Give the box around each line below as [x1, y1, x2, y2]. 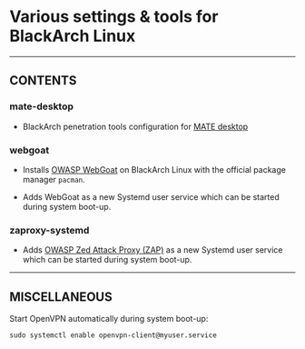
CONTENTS [9, 73, 77, 88]
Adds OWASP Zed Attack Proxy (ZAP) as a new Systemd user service [22, 244, 283, 255]
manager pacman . [22, 174, 86, 184]
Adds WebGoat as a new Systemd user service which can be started [22, 191, 280, 202]
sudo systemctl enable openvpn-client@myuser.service [9, 331, 218, 340]
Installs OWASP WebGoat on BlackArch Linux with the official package [22, 164, 286, 174]
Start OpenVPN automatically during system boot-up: [9, 314, 209, 324]
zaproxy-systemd [9, 224, 90, 236]
